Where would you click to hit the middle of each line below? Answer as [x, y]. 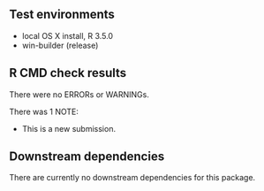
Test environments [62, 15]
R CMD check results [68, 73]
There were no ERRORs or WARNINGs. [79, 94]
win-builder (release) [60, 45]
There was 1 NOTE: [44, 111]
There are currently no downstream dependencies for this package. [132, 178]
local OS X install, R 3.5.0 [67, 35]
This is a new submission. [69, 128]
